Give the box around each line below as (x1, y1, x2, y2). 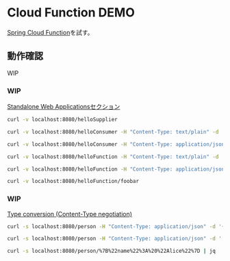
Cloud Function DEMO (7, 5, 135, 21)
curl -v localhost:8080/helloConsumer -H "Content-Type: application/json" (7, 140, 228, 148)
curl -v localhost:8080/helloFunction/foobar (7, 178, 139, 185)
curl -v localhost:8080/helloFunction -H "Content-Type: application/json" (7, 166, 228, 173)
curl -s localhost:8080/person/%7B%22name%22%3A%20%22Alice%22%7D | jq (7, 248, 216, 255)
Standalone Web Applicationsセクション (7, 103, 120, 111)
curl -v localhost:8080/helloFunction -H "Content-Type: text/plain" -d (7, 153, 219, 160)
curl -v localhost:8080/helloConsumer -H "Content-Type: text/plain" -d (7, 128, 219, 135)
